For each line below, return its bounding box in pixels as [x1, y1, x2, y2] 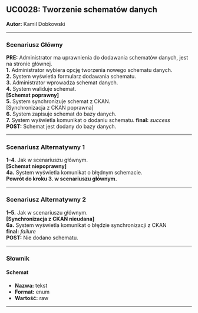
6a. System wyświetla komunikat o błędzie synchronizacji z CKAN [6, 221, 167, 229]
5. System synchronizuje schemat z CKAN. [6, 98, 111, 105]
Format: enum [14, 288, 50, 295]
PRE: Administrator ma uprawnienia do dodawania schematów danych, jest [6, 54, 189, 61]
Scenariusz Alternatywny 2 [6, 196, 87, 204]
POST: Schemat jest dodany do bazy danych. [6, 123, 117, 130]
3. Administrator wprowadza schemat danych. [6, 79, 118, 86]
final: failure [6, 228, 37, 235]
